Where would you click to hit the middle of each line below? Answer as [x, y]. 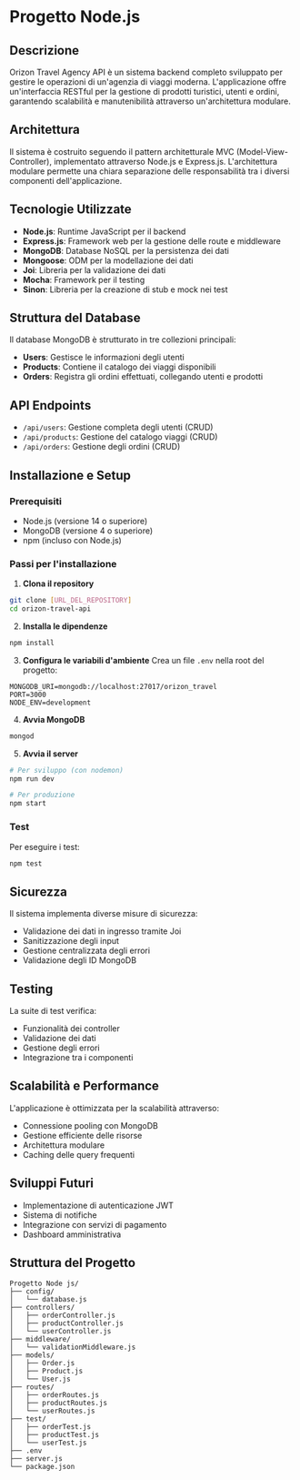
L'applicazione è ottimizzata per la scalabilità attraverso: [115, 1108]
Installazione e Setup [70, 475]
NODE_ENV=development [50, 703]
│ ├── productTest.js [55, 1435]
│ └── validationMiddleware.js [73, 1348]
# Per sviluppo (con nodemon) [67, 770]
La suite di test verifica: [53, 1011]
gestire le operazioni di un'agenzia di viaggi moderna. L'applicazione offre [148, 82]
